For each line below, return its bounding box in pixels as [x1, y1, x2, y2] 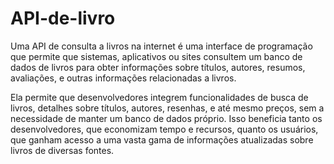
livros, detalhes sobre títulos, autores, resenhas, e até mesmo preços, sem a [10, 102, 325, 114]
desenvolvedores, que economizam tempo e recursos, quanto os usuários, [10, 123, 319, 135]
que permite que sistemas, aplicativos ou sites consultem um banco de [10, 50, 303, 62]
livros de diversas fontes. [10, 144, 115, 156]
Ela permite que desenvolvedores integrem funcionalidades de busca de [10, 91, 309, 103]
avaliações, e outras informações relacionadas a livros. [10, 72, 237, 84]
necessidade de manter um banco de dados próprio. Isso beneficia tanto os [10, 112, 323, 124]
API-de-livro [10, 7, 116, 30]
